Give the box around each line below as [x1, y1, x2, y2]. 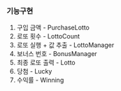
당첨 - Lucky [16, 67, 52, 76]
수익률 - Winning [16, 76, 64, 85]
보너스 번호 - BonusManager [16, 50, 97, 58]
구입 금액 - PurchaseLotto [16, 23, 90, 32]
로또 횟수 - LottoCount [16, 32, 80, 41]
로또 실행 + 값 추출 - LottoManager [16, 41, 115, 50]
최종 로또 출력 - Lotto [16, 58, 76, 67]
